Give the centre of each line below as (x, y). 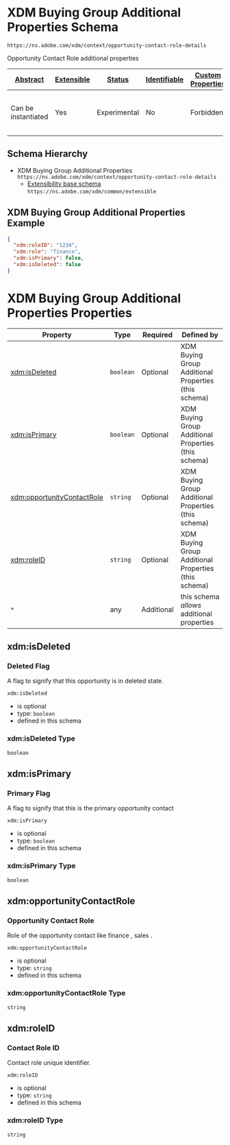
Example (26, 223)
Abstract (29, 79)
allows (191, 605)
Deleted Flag (28, 666)
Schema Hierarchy (48, 154)
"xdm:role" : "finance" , (47, 252)
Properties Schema (63, 27)
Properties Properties (69, 313)
